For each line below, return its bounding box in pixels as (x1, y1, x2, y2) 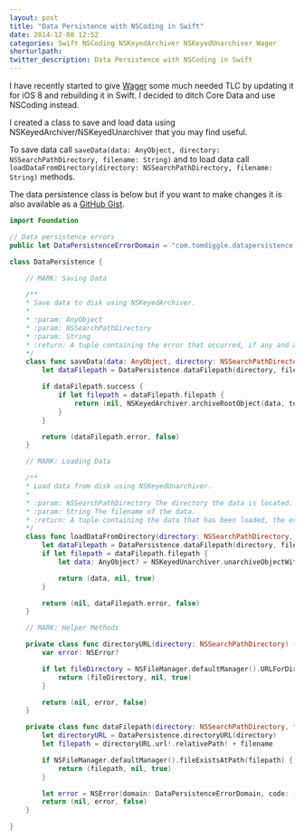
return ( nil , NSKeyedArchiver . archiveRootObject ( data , (73, 399, 285, 408)
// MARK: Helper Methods (25, 623, 119, 632)
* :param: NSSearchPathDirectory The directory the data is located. (25, 498, 294, 507)
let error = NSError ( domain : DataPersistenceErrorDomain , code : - (42, 789, 298, 798)
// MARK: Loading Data (25, 457, 111, 467)
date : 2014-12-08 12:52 (9, 30, 100, 39)
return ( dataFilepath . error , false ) (42, 432, 180, 441)
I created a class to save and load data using (9, 117, 176, 128)
